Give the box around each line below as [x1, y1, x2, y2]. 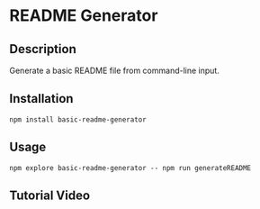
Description [9, 41, 76, 57]
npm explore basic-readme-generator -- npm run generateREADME [9, 163, 252, 172]
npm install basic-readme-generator [9, 114, 147, 124]
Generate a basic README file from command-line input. [9, 65, 220, 76]
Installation [9, 91, 74, 106]
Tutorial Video [9, 188, 91, 204]
